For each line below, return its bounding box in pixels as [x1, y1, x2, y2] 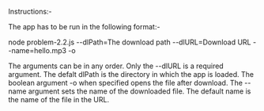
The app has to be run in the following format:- [8, 22, 160, 31]
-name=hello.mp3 [8, 46, 67, 55]
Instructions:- [8, 7, 53, 16]
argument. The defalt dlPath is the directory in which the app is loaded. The [8, 70, 255, 78]
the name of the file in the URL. [8, 95, 109, 104]
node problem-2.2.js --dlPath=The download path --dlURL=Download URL [8, 37, 251, 47]
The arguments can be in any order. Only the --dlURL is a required [8, 61, 224, 71]
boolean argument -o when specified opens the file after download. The [8, 78, 243, 87]
